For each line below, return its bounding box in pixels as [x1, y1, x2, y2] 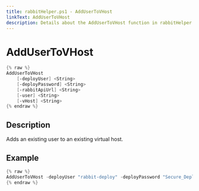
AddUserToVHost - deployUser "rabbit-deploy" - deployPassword [6, 174, 161, 180]
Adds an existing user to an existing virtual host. [6, 136, 123, 143]
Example [6, 152, 39, 163]
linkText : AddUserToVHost [6, 14, 70, 20]
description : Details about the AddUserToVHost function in [6, 20, 158, 26]
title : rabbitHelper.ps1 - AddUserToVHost [6, 8, 113, 15]
